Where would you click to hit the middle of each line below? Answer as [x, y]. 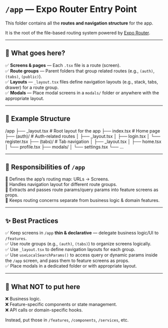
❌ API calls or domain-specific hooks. [44, 310]
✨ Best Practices [32, 221]
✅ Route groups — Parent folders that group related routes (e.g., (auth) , [80, 70]
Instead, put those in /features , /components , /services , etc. [67, 320]
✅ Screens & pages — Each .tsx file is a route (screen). [63, 65]
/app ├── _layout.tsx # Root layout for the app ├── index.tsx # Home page [83, 130]
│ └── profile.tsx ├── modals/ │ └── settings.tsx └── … [64, 146]
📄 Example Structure [38, 119]
